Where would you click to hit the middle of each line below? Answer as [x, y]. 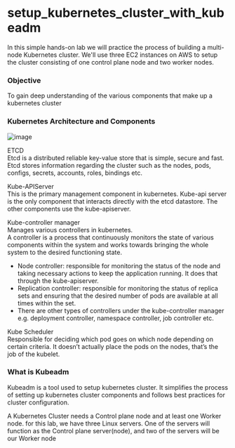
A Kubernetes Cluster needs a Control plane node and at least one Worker [114, 416]
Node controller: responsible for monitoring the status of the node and [119, 265]
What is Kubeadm [38, 372]
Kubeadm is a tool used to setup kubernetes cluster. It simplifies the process [118, 387]
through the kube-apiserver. [58, 281]
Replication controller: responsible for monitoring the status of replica [118, 288]
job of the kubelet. [34, 354]
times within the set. [46, 303]
